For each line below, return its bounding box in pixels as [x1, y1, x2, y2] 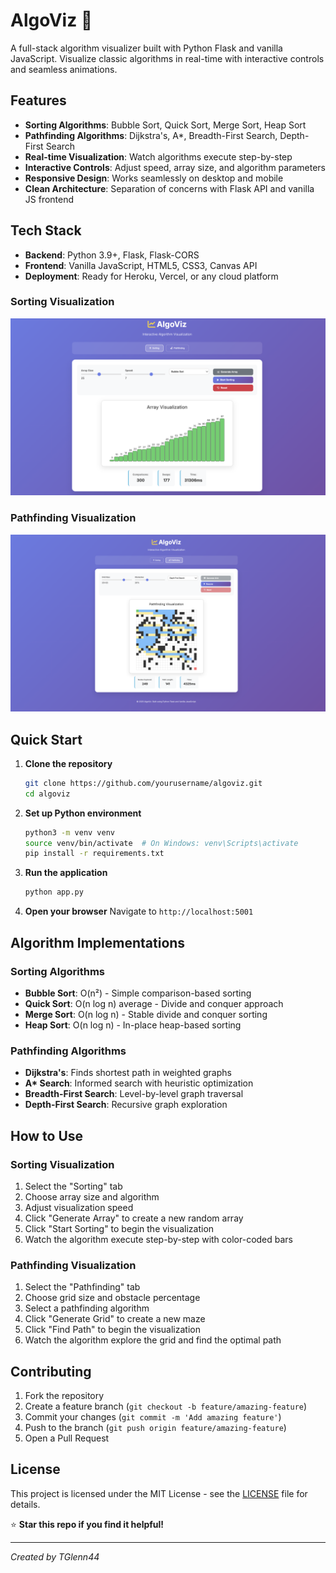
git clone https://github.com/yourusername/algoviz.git [24, 778, 263, 788]
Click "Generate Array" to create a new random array [24, 1212, 244, 1224]
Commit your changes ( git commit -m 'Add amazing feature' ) [24, 1411, 282, 1423]
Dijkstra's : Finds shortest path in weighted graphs [24, 1067, 232, 1079]
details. [10, 1498, 41, 1510]
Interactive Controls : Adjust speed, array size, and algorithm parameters [24, 161, 326, 173]
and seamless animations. [10, 63, 118, 75]
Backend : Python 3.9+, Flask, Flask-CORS [24, 249, 200, 261]
